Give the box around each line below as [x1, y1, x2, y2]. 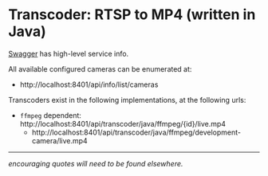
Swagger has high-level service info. [8, 49, 129, 58]
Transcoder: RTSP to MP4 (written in [8, 6, 256, 24]
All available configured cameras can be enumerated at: [8, 64, 192, 73]
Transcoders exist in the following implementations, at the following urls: [8, 95, 246, 104]
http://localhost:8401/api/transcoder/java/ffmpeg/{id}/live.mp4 [19, 119, 226, 128]
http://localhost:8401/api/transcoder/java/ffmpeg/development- [31, 127, 242, 137]
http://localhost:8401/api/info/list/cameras [19, 80, 159, 89]
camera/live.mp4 [31, 135, 88, 145]
